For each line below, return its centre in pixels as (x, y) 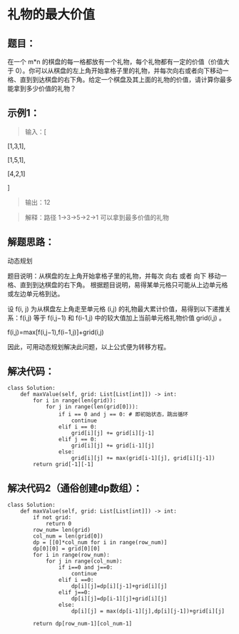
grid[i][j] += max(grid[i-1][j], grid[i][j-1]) (143, 458)
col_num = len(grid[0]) (68, 536)
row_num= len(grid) (62, 530)
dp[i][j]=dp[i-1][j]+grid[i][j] (119, 599)
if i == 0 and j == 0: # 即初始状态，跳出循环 (123, 415)
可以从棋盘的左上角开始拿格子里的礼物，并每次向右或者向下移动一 (132, 71)
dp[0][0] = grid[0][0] (67, 549)
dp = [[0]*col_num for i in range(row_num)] (100, 543)
